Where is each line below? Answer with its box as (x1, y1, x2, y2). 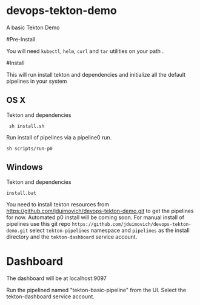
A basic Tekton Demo (6, 24, 60, 31)
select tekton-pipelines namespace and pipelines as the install (29, 226, 190, 234)
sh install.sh (8, 123, 45, 129)
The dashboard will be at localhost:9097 (6, 275, 107, 282)
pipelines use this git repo (6, 220, 71, 227)
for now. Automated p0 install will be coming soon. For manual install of (6, 214, 185, 221)
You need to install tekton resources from (6, 200, 110, 208)
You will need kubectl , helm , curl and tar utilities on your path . (6, 47, 164, 55)
